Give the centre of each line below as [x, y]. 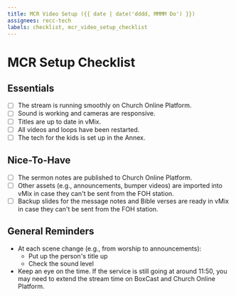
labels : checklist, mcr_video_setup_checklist [77, 27]
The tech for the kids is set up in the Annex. [81, 137]
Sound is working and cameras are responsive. [86, 114]
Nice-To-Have [39, 160]
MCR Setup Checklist [71, 62]
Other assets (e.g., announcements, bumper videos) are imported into [120, 185]
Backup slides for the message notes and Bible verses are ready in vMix [123, 201]
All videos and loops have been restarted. [79, 129]
